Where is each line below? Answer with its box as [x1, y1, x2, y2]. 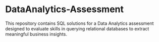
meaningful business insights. [5, 31, 67, 37]
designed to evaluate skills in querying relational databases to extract [5, 25, 149, 31]
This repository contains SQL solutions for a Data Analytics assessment [5, 20, 154, 26]
